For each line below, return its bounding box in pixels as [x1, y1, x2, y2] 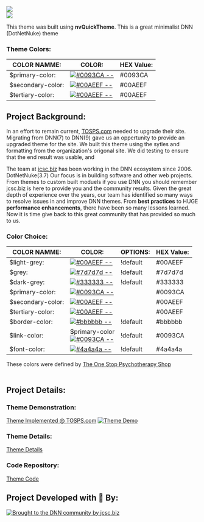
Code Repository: [6, 461, 60, 470]
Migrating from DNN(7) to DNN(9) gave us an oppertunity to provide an [6, 134, 185, 141]
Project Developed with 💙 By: [6, 493, 119, 503]
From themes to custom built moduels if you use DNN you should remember [6, 178, 197, 186]
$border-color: [9, 317, 53, 326]
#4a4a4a [156, 345, 183, 353]
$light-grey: [9, 258, 44, 267]
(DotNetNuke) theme [6, 30, 59, 37]
